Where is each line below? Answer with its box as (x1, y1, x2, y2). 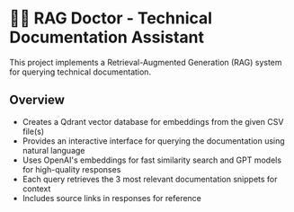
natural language (22, 145, 85, 155)
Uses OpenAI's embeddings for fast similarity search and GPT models (22, 155, 281, 165)
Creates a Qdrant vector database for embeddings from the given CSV (22, 116, 284, 127)
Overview (9, 93, 66, 108)
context (22, 183, 51, 194)
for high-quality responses (22, 163, 121, 174)
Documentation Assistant (9, 27, 205, 48)
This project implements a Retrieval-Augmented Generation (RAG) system (9, 57, 282, 67)
